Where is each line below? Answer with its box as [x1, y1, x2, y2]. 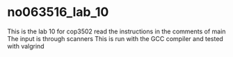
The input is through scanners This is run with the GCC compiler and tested [7, 34, 224, 42]
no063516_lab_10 [7, 4, 109, 20]
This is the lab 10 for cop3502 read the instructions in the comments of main [7, 27, 226, 35]
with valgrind [7, 42, 45, 50]
